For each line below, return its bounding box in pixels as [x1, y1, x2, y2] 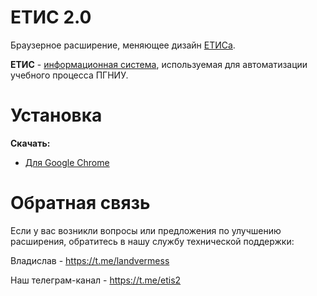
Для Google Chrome [24, 156, 110, 168]
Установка [10, 104, 103, 127]
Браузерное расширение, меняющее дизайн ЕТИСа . [10, 39, 236, 51]
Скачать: [10, 137, 51, 149]
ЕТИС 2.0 [10, 6, 92, 29]
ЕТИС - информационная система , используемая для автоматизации [10, 58, 308, 70]
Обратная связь [10, 192, 151, 215]
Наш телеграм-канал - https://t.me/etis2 [10, 274, 182, 286]
